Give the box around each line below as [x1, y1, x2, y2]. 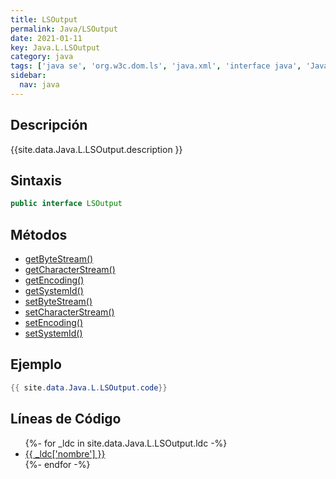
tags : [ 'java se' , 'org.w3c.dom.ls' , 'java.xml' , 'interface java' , [10, 61, 302, 71]
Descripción [10, 117, 88, 134]
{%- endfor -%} [24, 458, 91, 470]
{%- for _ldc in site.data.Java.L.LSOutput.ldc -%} [24, 437, 228, 449]
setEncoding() [24, 317, 84, 329]
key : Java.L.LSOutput [10, 42, 101, 53]
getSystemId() [24, 285, 84, 297]
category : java [10, 52, 74, 62]
